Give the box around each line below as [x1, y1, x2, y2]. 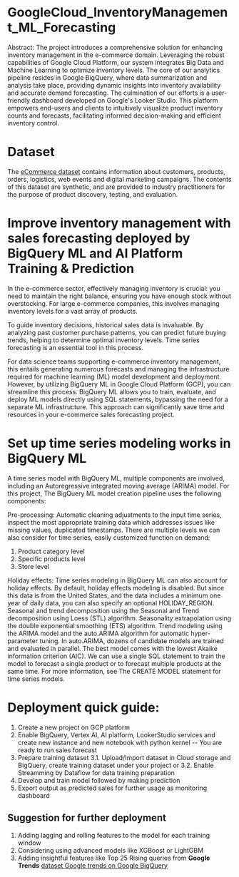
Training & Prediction [7, 261, 134, 277]
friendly [7, 96, 31, 104]
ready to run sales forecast [17, 746, 98, 754]
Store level [17, 562, 50, 570]
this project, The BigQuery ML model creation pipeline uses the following [7, 489, 222, 498]
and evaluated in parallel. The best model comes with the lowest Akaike [7, 644, 218, 652]
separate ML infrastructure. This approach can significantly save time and [7, 402, 225, 411]
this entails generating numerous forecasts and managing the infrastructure [7, 364, 230, 373]
